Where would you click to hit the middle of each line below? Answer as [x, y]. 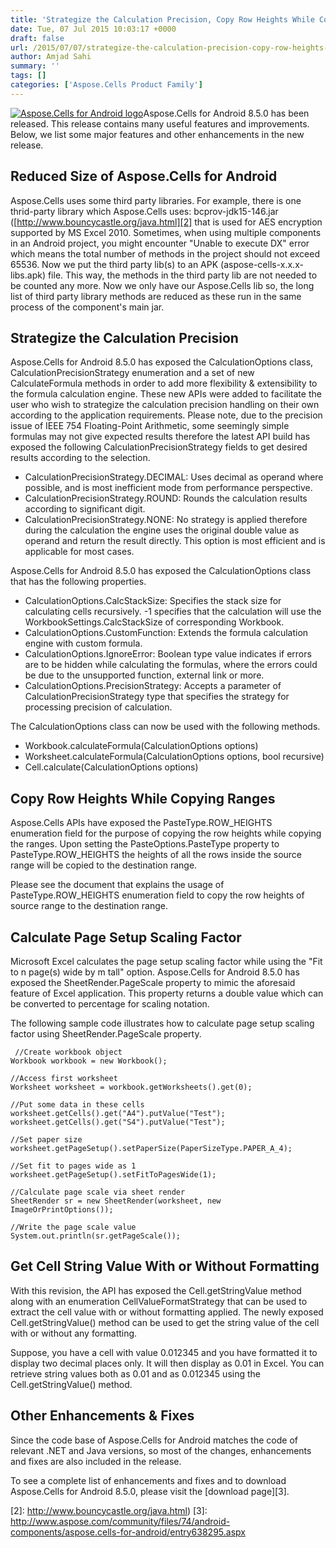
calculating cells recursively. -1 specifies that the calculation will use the [173, 612]
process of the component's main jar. [87, 307]
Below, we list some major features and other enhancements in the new [157, 134]
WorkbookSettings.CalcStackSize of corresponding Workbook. [154, 622]
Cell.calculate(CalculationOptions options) [111, 767]
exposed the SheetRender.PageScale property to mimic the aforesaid [153, 982]
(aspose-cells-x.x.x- [262, 264]
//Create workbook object [68, 1052]
